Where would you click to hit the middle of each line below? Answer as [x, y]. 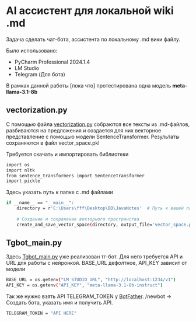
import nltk [20, 170]
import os [18, 164]
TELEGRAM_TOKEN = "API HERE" [41, 313]
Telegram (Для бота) [40, 74]
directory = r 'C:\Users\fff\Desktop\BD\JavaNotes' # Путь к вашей [100, 208]
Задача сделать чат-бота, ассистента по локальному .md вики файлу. [93, 39]
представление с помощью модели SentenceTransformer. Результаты [93, 136]
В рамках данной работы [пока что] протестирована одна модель [89, 85]
